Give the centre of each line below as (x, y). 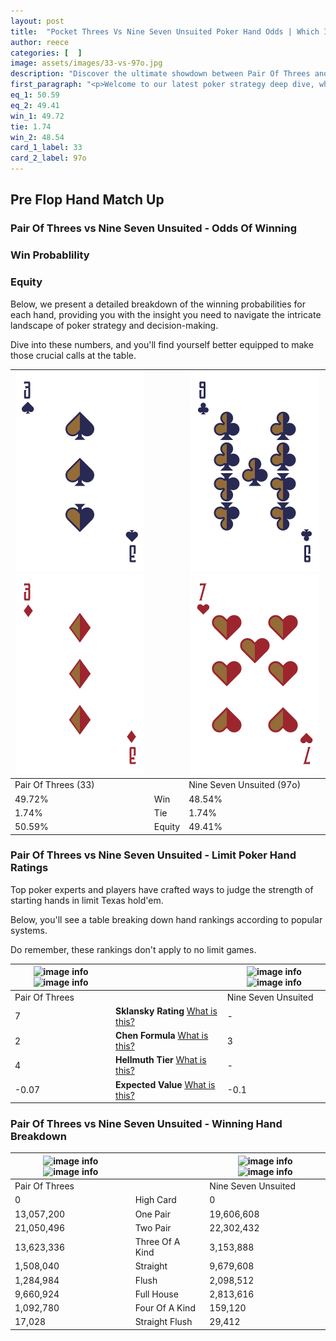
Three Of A (157, 1242)
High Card (155, 1200)
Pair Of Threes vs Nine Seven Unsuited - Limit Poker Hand (153, 855)
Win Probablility (50, 255)
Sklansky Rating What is (166, 1011)
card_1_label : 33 (46, 148)
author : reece (40, 42)
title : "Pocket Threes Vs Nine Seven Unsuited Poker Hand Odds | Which (165, 31)
